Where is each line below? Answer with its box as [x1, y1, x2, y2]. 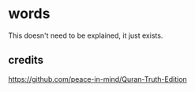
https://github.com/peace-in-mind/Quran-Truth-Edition [8, 74, 187, 83]
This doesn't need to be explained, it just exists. [8, 31, 163, 40]
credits [8, 53, 44, 67]
